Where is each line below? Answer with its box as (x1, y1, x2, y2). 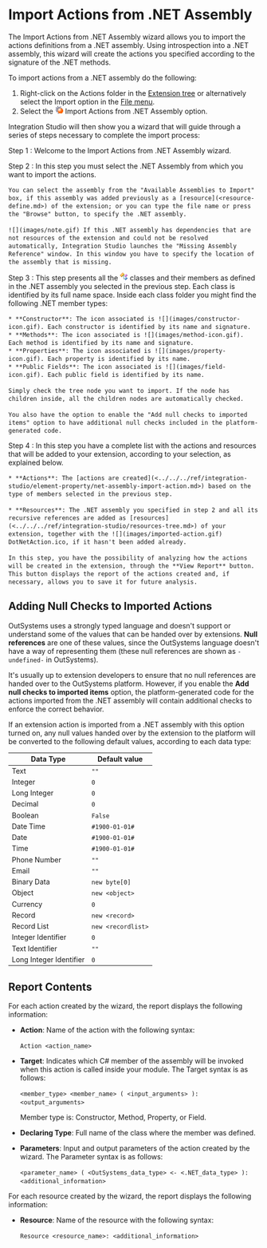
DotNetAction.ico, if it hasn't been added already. (8, 537, 187, 546)
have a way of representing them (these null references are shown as (8, 646, 237, 656)
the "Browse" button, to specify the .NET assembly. (8, 210, 187, 218)
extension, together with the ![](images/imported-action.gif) (8, 529, 223, 538)
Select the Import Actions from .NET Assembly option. (19, 106, 208, 116)
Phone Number (11, 854, 61, 864)
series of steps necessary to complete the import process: (8, 130, 201, 140)
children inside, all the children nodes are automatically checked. (8, 394, 245, 402)
